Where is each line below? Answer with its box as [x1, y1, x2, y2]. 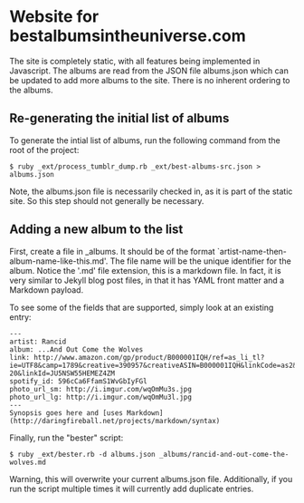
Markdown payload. [9, 284, 84, 295]
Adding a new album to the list [9, 222, 184, 237]
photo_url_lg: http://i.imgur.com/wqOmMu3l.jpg [9, 392, 193, 401]
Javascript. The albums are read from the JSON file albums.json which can [9, 65, 290, 76]
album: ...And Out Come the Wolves [9, 344, 144, 354]
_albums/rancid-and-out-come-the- [158, 450, 290, 459]
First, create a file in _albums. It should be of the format [9, 246, 215, 256]
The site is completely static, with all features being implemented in [9, 55, 261, 66]
